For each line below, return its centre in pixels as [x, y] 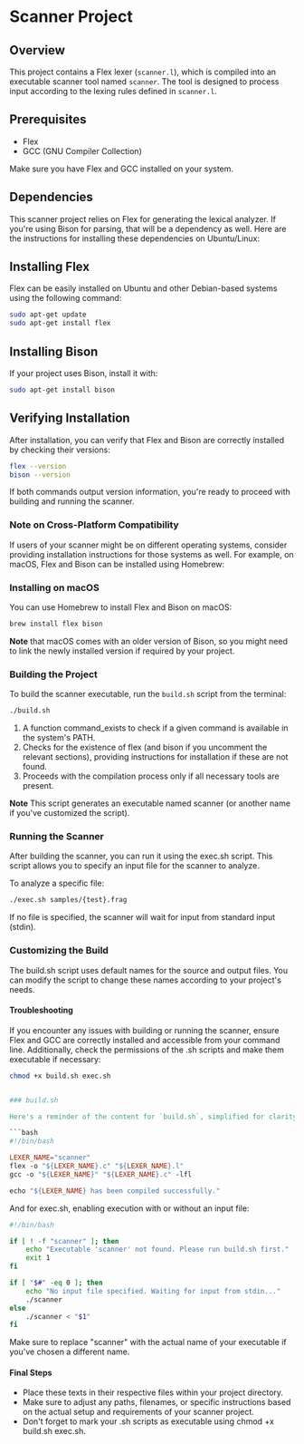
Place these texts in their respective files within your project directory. [152, 1392]
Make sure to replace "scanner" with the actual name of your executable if [148, 1342]
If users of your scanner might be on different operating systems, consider [148, 545]
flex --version [38, 466]
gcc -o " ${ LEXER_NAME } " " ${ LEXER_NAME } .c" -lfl [101, 1174]
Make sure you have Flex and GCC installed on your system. [121, 169]
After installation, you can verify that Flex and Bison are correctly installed [147, 440]
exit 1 [38, 1258]
